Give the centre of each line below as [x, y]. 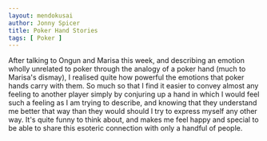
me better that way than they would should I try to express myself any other [133, 112]
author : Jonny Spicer [44, 23]
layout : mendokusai [41, 16]
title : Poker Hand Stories [53, 30]
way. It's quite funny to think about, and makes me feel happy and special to [133, 119]
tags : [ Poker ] [35, 38]
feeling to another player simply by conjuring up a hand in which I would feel [134, 94]
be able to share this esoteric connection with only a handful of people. [126, 128]
